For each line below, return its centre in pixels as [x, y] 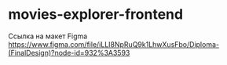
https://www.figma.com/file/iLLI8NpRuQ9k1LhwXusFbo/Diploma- [114, 44]
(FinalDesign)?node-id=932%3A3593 [69, 52]
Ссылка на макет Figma [48, 36]
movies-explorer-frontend [95, 14]
